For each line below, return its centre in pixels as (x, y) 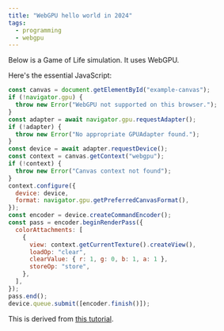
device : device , (42, 193)
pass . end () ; (28, 296)
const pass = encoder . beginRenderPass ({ (76, 223)
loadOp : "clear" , (58, 252)
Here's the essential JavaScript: (60, 75)
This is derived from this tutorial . (61, 318)
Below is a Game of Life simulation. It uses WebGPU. (94, 60)
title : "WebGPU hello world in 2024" (70, 15)
